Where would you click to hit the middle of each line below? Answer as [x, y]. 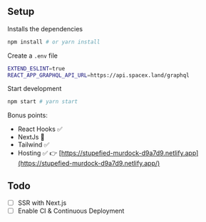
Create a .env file [33, 55]
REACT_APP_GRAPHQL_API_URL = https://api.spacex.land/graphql [99, 75]
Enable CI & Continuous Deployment [71, 211]
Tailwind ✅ [34, 144]
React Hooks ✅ [40, 129]
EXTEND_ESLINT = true [36, 68]
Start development [35, 89]
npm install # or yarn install [54, 42]
